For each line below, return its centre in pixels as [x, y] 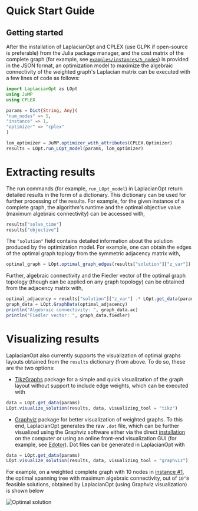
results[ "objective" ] [33, 230]
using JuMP [19, 94]
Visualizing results [53, 339]
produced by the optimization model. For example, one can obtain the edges [99, 247]
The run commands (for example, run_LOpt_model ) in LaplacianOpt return [94, 188]
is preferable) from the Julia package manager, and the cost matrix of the [95, 53]
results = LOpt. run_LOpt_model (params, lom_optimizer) [75, 149]
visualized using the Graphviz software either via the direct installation [100, 432]
